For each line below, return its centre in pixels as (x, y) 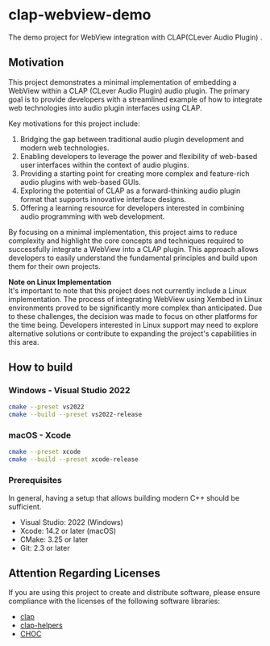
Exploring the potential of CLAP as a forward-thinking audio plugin (130, 191)
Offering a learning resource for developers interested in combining (132, 208)
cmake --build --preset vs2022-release (75, 415)
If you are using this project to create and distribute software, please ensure (134, 593)
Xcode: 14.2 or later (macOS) (68, 531)
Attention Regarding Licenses (85, 573)
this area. (24, 342)
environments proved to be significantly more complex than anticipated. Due (135, 308)
